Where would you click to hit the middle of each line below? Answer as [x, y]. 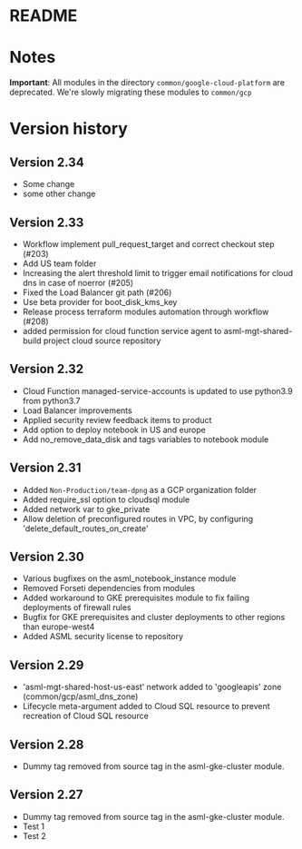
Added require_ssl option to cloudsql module [106, 499]
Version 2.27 [46, 795]
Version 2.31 [45, 468]
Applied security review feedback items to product [117, 420]
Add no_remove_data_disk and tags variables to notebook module [146, 439]
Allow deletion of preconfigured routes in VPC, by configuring [138, 518]
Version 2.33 [47, 222]
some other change [59, 194]
